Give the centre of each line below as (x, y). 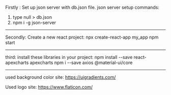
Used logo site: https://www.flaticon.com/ (49, 87)
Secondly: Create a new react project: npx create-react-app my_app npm (82, 37)
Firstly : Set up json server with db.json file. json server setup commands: (82, 7)
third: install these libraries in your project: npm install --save (69, 57)
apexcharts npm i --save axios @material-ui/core (81, 62)
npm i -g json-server (34, 23)
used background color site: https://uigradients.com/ (61, 77)
